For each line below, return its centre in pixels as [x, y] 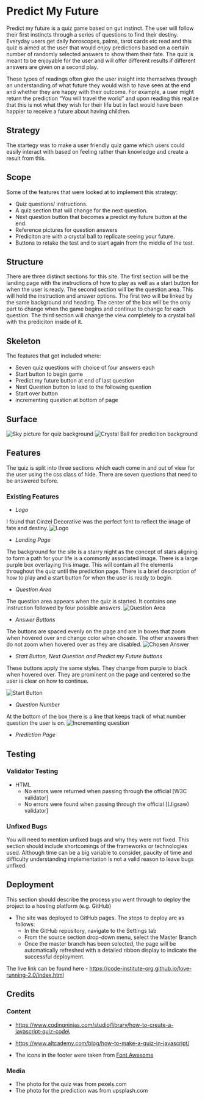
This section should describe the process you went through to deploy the [98, 899]
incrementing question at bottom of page [67, 400]
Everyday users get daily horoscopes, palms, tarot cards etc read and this [99, 41]
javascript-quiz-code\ [42, 1031]
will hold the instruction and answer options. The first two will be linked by [99, 296]
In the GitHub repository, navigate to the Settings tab [90, 930]
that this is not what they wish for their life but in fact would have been [95, 104]
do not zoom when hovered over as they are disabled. [74, 644]
